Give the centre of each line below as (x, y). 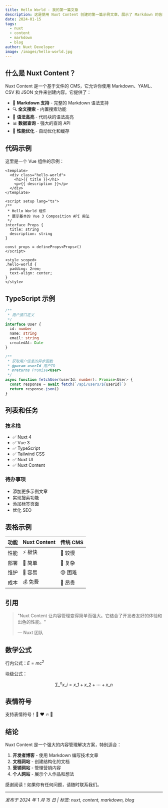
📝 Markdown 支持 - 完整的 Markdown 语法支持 (60, 103)
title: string (24, 230)
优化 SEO (22, 510)
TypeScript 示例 (30, 299)
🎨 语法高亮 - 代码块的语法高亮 (43, 117)
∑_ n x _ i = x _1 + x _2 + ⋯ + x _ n (84, 684)
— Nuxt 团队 (30, 633)
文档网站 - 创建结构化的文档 (41, 762)
